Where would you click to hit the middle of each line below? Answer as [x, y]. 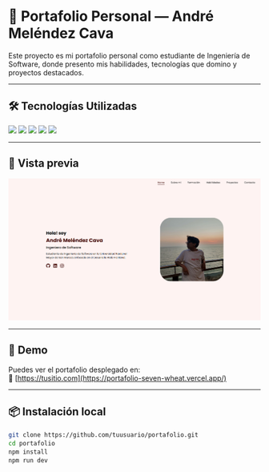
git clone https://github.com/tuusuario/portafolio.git [103, 435]
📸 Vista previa [44, 163]
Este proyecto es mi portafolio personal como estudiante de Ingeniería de [129, 55]
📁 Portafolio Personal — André [111, 16]
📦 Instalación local [57, 412]
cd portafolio [32, 444]
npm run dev [28, 461]
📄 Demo [28, 351]
